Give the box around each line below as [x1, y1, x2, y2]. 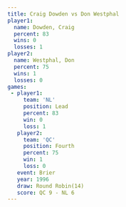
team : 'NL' [23, 97, 56, 104]
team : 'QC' [23, 136, 56, 143]
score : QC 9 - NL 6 [16, 189, 75, 196]
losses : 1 [14, 43, 43, 51]
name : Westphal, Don [14, 57, 75, 64]
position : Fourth [23, 143, 75, 150]
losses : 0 [14, 76, 43, 84]
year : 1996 [16, 176, 50, 183]
